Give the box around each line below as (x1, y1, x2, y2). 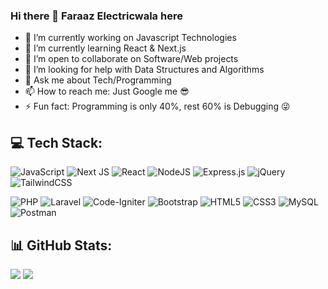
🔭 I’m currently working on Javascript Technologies (24, 32, 237, 44)
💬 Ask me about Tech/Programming (24, 74, 172, 86)
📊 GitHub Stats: (10, 237, 113, 254)
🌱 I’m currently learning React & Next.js (24, 42, 187, 54)
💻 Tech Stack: (10, 134, 103, 151)
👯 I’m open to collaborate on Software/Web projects (24, 53, 239, 65)
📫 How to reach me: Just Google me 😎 (24, 85, 190, 98)
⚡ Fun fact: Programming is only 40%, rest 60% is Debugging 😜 (24, 100, 291, 113)
